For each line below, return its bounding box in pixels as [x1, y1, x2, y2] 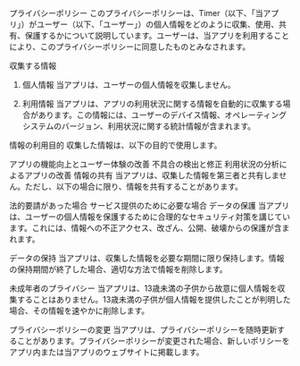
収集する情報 [9, 61, 56, 71]
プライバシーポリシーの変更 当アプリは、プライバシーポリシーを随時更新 [9, 325, 278, 335]
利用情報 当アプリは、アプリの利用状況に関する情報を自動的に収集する [21, 98, 283, 109]
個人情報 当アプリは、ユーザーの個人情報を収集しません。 [21, 80, 237, 89]
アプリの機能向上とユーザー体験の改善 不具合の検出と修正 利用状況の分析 [9, 159, 279, 169]
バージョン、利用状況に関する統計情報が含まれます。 [61, 121, 256, 132]
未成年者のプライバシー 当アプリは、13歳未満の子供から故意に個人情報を [9, 283, 278, 294]
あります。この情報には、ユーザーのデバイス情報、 [37, 110, 225, 120]
